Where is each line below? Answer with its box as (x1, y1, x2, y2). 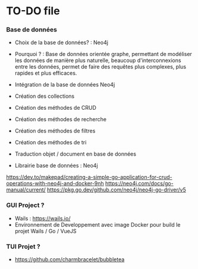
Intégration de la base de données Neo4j (14, 81, 115, 88)
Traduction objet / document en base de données (14, 150, 137, 157)
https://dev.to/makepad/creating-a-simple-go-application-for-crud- (6, 174, 172, 181)
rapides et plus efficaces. (14, 70, 77, 77)
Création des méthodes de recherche (14, 116, 107, 123)
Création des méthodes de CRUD (14, 104, 97, 112)
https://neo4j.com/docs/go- (105, 180, 174, 187)
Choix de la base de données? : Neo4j (14, 39, 109, 46)
